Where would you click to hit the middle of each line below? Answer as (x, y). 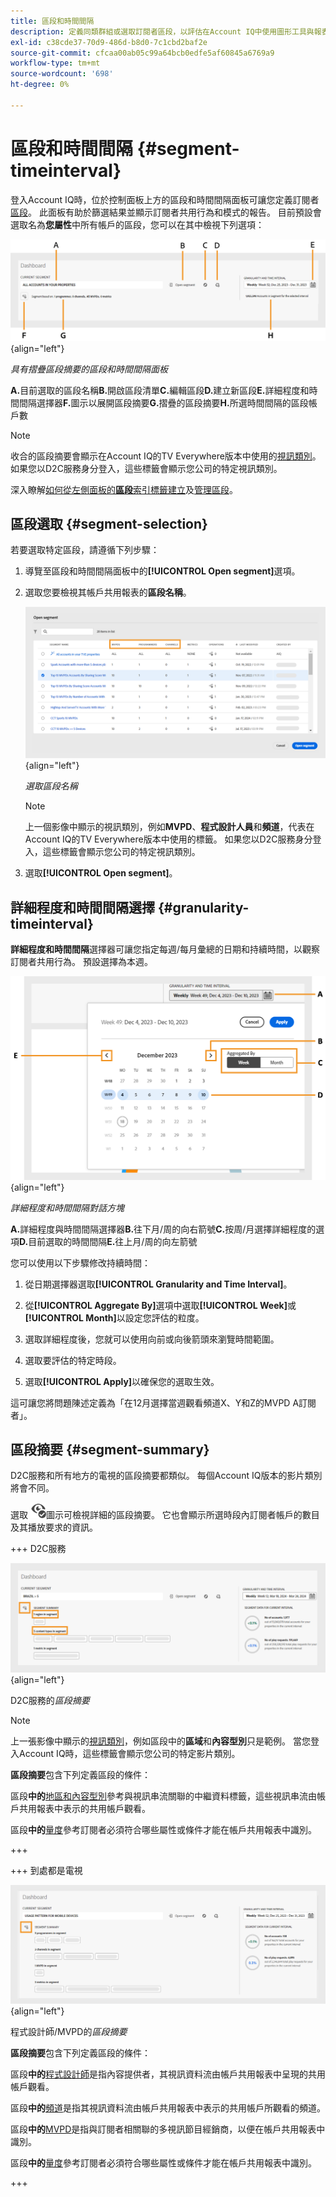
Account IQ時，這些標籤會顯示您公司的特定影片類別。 (129, 1753)
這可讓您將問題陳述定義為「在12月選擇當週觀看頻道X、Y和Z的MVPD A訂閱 (163, 1402)
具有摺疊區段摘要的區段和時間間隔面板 (89, 369)
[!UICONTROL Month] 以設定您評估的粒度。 (114, 1317)
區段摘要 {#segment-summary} (110, 1449)
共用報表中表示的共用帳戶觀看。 (84, 1808)
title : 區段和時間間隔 (52, 21)
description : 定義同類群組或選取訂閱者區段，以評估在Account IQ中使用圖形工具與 (162, 31)
